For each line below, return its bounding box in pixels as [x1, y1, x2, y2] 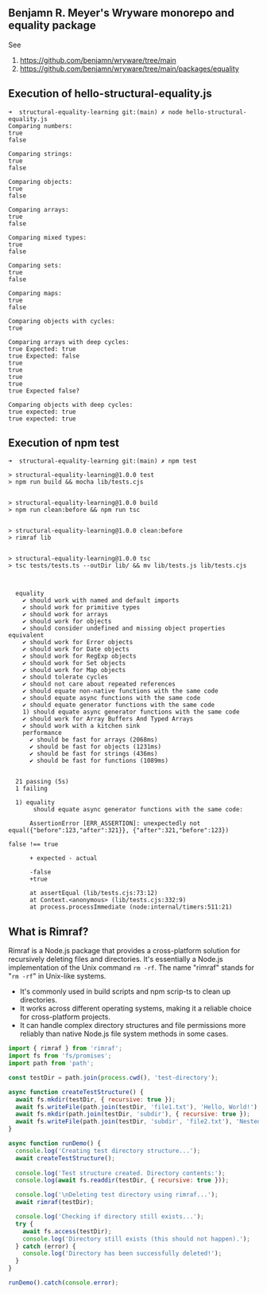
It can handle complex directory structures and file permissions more [19, 1021, 246, 1030]
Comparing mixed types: [8, 233, 87, 241]
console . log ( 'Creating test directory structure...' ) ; [15, 1147, 201, 1155]
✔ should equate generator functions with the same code [22, 701, 215, 710]
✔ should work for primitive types [22, 604, 141, 612]
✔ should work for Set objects [22, 659, 126, 667]
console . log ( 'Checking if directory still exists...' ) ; [15, 1213, 204, 1221]
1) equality [15, 799, 56, 807]
